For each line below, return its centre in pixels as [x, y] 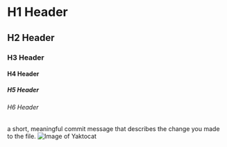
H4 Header [23, 74]
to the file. [22, 136]
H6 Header [23, 107]
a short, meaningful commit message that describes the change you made [113, 128]
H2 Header [31, 38]
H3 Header [26, 58]
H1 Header [37, 12]
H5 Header [23, 89]
